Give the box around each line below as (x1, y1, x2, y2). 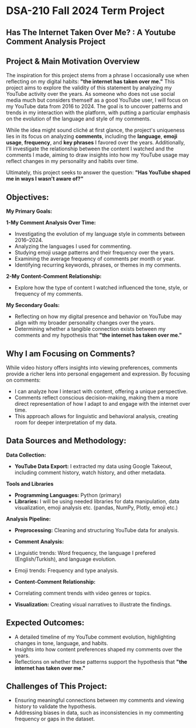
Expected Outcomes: (6, 618, 85, 628)
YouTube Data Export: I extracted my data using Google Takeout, (14, 463, 173, 470)
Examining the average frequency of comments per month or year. (14, 256, 176, 263)
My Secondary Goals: (6, 302, 60, 309)
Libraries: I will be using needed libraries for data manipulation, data (14, 498, 180, 505)
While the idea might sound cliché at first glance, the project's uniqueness (6, 127, 185, 134)
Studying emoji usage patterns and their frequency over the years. (14, 249, 175, 256)
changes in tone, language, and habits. (14, 639, 108, 647)
